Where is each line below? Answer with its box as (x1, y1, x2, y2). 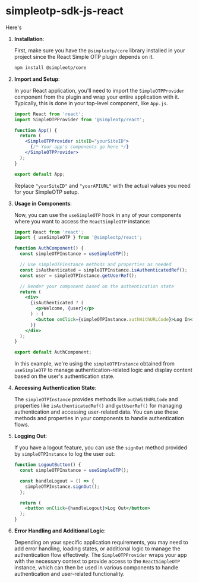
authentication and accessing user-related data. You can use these (14, 408, 179, 415)
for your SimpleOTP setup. (14, 188, 80, 196)
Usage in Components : (14, 200, 72, 207)
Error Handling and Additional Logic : (14, 527, 106, 534)
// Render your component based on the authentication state (20, 283, 175, 289)
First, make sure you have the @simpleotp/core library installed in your (14, 46, 185, 54)
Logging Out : (14, 433, 48, 440)
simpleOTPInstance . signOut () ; (25, 483, 100, 490)
